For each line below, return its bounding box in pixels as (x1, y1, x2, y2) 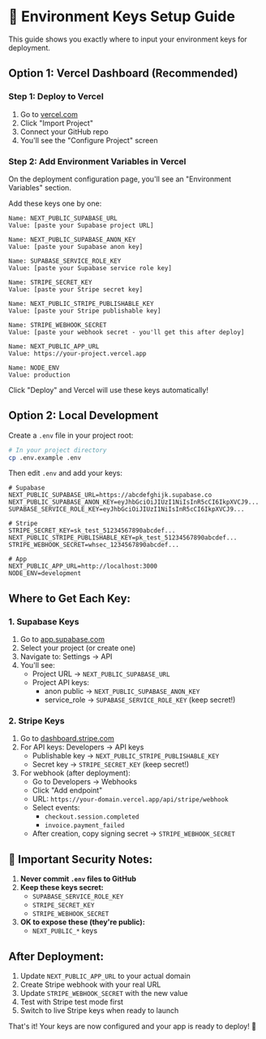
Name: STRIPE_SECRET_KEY (8, 278, 92, 286)
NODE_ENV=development (8, 570, 82, 578)
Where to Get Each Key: (8, 592, 131, 605)
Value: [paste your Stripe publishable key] (8, 307, 161, 315)
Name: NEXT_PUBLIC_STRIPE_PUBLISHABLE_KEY (8, 299, 154, 308)
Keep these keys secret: (19, 883, 104, 893)
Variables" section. (8, 182, 71, 192)
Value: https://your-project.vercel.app (8, 349, 148, 357)
